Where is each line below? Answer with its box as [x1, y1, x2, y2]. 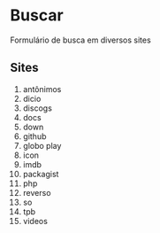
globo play [22, 140, 62, 151]
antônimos [22, 83, 62, 94]
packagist [22, 168, 59, 179]
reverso [22, 187, 51, 198]
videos [22, 215, 48, 226]
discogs [22, 103, 52, 113]
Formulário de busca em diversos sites [10, 35, 151, 45]
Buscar [10, 5, 65, 26]
